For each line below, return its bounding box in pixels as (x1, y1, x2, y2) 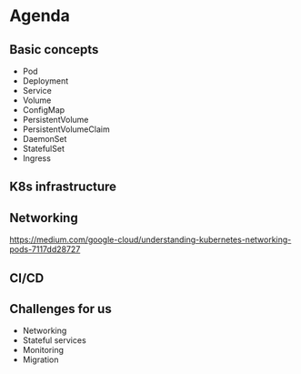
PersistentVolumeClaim (22, 124, 111, 135)
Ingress (22, 153, 52, 164)
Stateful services (22, 335, 86, 346)
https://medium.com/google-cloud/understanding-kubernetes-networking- (9, 234, 292, 246)
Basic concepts (9, 42, 99, 57)
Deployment (22, 76, 69, 86)
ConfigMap (22, 105, 65, 115)
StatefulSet (22, 143, 65, 154)
